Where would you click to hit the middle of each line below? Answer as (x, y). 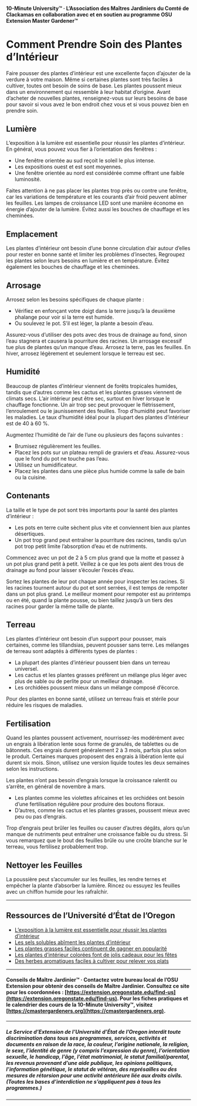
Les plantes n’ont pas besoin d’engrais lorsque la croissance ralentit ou (92, 780)
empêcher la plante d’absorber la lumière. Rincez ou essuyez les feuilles (93, 885)
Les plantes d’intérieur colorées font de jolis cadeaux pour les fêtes (96, 955)
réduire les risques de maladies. (45, 705)
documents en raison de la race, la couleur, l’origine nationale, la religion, (98, 1044)
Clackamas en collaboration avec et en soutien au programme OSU (89, 14)
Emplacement (32, 234)
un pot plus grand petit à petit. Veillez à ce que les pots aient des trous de (95, 564)
